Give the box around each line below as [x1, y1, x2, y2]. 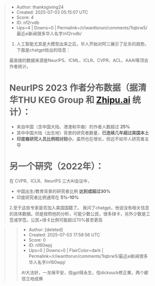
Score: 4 [16, 15, 34, 20]
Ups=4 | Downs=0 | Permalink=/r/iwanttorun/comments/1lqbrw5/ [16, 25, 148, 31]
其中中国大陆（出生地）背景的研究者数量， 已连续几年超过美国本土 [16, 130, 149, 135]
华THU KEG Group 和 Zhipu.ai [9, 95, 131, 106]
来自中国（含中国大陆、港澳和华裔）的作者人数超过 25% [16, 124, 130, 130]
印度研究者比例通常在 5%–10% [16, 194, 79, 200]
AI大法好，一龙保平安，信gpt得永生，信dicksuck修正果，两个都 [21, 269, 149, 275]
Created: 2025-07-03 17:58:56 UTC [28, 231, 100, 238]
